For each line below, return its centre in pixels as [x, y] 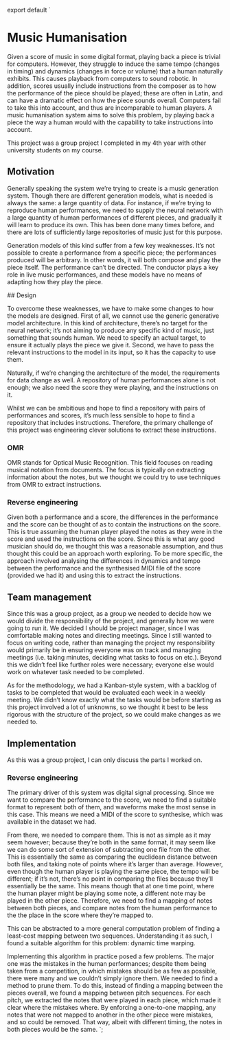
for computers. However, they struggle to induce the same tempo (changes [113, 64]
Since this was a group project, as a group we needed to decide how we [109, 614]
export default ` [29, 10]
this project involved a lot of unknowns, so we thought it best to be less [108, 707]
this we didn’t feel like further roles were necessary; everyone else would [111, 665]
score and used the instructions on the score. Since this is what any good [111, 539]
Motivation [31, 172]
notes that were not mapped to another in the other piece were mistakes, [110, 1015]
